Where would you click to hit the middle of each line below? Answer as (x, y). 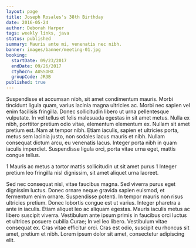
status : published (28, 39)
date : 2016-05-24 (27, 22)
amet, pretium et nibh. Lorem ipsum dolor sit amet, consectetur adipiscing (95, 234)
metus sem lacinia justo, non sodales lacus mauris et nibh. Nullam (86, 136)
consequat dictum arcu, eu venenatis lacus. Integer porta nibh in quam (92, 142)
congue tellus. (23, 155)
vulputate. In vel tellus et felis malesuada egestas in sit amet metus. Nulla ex (98, 118)
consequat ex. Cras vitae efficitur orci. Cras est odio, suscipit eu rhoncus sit (98, 227)
